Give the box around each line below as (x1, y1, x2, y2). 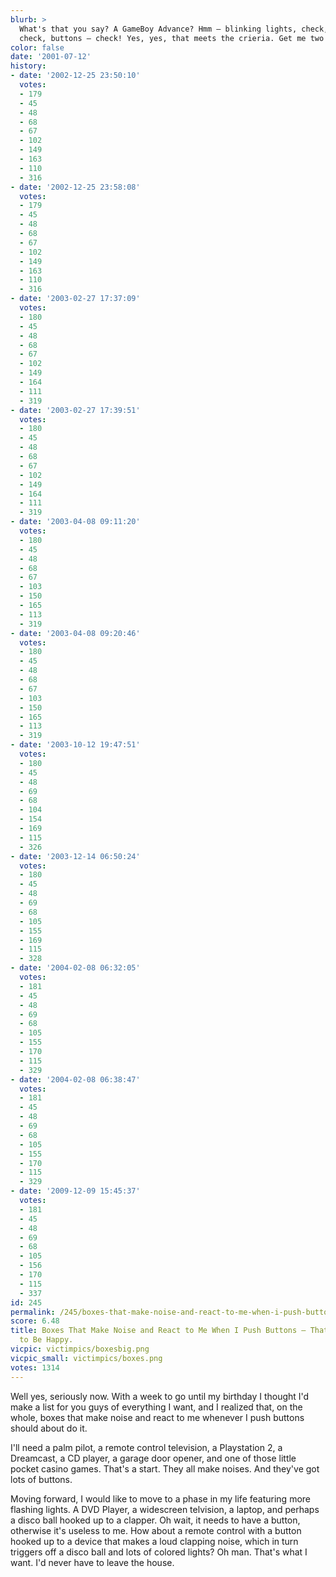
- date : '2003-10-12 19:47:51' (10, 740, 141, 750)
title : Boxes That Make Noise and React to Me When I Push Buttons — (10, 1326, 307, 1336)
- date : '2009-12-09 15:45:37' (10, 1186, 141, 1196)
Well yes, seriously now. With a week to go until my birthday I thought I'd (10, 1390, 310, 1402)
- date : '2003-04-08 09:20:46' (10, 628, 141, 638)
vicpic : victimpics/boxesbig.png (10, 1344, 150, 1354)
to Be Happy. (19, 1335, 74, 1345)
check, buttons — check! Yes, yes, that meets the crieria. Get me (19, 33, 307, 43)
